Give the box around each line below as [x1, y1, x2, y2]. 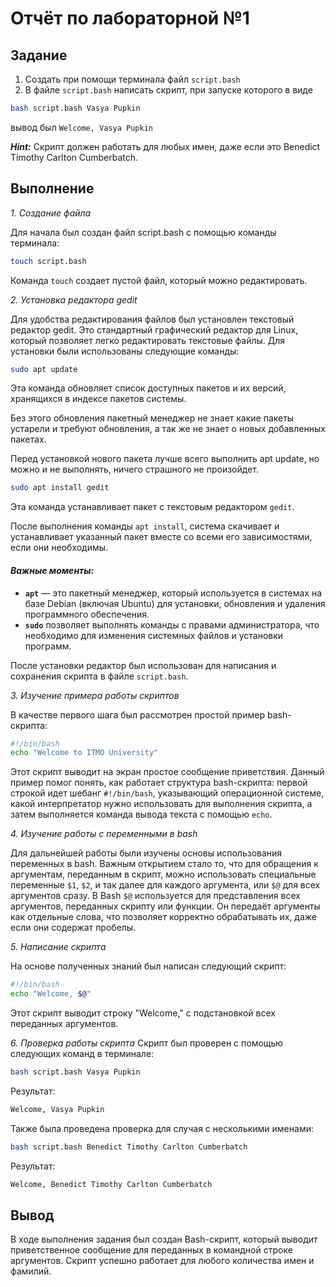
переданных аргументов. [10, 1018, 119, 1030]
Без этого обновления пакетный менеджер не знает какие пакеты [10, 412, 295, 424]
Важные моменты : [10, 564, 95, 576]
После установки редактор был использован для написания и [10, 659, 277, 671]
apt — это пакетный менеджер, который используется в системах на [24, 587, 323, 599]
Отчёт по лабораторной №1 [10, 7, 250, 30]
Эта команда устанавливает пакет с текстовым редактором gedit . [10, 501, 295, 513]
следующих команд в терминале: [10, 1048, 155, 1060]
